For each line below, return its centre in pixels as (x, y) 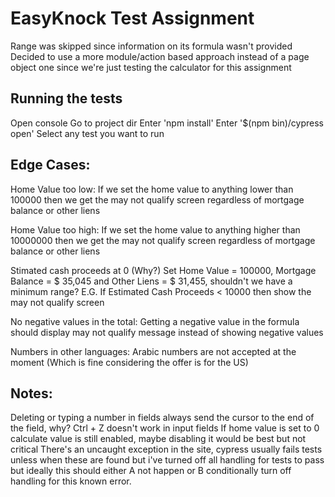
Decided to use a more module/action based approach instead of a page (160, 56)
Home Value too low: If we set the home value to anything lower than (152, 189)
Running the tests (66, 98)
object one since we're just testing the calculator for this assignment (151, 67)
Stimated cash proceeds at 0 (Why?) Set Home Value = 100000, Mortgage (163, 270)
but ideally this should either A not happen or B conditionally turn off (151, 471)
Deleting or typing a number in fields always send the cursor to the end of (162, 418)
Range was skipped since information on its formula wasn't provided (151, 46)
